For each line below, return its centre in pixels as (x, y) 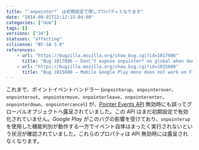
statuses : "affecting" (34, 39)
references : (21, 50)
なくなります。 (24, 141)
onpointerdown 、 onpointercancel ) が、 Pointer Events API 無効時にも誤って (97, 105)
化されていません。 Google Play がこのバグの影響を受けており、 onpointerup (98, 119)
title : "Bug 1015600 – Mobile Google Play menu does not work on (104, 72)
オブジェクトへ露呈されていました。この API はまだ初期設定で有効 (107, 112)
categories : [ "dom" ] (32, 22)
